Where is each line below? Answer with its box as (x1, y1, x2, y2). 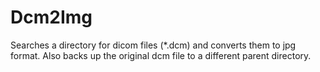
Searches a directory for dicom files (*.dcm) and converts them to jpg (10, 39, 297, 51)
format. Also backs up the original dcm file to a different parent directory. (10, 49, 312, 61)
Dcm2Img (10, 6, 93, 29)
